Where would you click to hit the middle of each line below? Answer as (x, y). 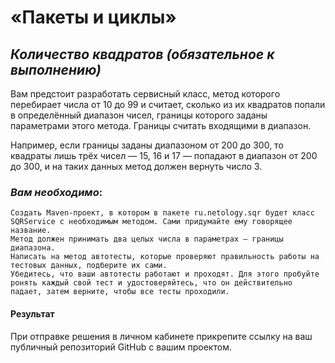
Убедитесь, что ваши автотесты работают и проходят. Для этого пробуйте (165, 274)
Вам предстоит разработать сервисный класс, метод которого (145, 94)
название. (31, 231)
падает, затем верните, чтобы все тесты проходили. (120, 292)
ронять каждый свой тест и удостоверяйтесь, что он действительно (151, 283)
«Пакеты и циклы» (93, 17)
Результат (32, 313)
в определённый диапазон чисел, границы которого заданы (139, 115)
